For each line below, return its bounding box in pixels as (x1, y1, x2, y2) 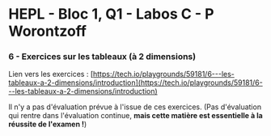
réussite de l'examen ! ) (8, 119, 87, 130)
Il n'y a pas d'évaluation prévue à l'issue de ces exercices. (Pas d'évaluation (8, 102, 261, 112)
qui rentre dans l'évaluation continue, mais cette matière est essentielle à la (8, 111, 263, 121)
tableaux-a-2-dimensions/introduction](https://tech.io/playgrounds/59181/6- (8, 78, 263, 87)
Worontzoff (8, 22, 87, 40)
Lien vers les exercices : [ (8, 70, 94, 79)
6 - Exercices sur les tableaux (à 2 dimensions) (8, 51, 197, 62)
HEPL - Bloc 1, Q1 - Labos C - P (8, 5, 214, 23)
